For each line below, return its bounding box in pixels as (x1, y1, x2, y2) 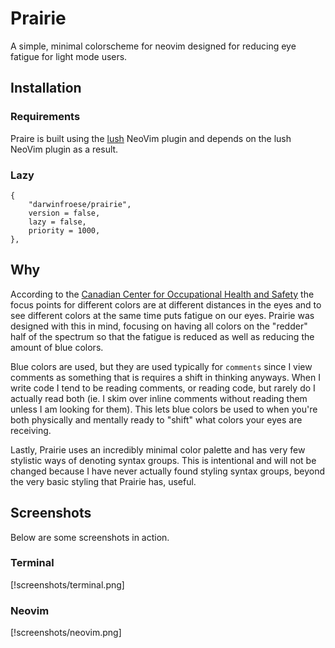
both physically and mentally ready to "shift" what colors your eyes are (10, 413, 303, 426)
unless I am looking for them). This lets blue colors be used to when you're (10, 403, 318, 415)
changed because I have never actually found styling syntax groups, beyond (10, 465, 325, 477)
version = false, (28, 208, 101, 218)
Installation (10, 80, 82, 97)
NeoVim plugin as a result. (10, 143, 119, 155)
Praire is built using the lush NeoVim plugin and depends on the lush (10, 132, 292, 144)
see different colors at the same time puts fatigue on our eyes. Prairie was (10, 309, 315, 321)
